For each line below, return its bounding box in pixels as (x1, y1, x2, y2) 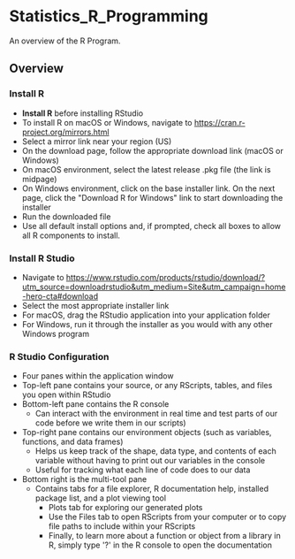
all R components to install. (21, 230, 121, 241)
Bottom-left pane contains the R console (21, 399, 170, 410)
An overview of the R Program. (9, 35, 121, 46)
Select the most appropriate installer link (21, 300, 170, 310)
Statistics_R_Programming (9, 6, 209, 27)
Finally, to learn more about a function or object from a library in (48, 531, 281, 541)
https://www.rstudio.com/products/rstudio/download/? (65, 272, 266, 282)
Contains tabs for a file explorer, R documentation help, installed (34, 484, 269, 494)
